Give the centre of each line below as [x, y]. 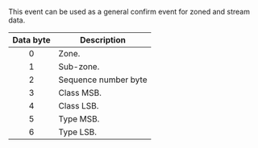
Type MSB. [79, 119]
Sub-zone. [79, 66]
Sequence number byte [103, 80]
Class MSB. [80, 93]
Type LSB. [78, 132]
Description [103, 40]
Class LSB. [79, 106]
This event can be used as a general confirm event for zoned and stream [129, 12]
